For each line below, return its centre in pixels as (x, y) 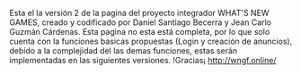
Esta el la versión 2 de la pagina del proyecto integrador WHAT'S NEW (139, 13)
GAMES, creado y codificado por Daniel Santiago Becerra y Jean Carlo (141, 22)
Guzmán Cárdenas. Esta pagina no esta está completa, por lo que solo (140, 32)
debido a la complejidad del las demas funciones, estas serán (124, 51)
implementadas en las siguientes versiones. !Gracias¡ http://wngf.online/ (143, 60)
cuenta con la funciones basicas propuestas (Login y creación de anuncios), (151, 41)
